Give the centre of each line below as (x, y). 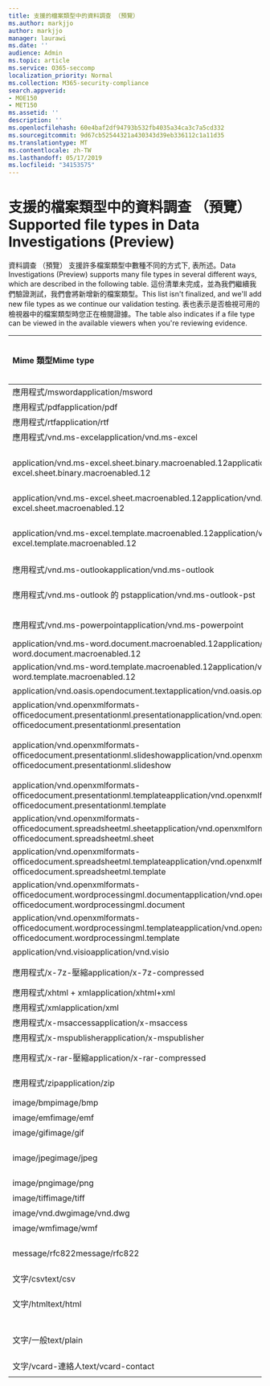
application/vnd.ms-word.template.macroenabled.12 (113, 667)
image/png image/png (53, 1184)
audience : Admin (35, 53)
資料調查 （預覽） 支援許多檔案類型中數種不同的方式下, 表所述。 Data (122, 265)
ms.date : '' (28, 46)
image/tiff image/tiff (49, 1198)
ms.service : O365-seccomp (51, 68)
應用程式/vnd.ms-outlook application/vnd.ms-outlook (113, 570)
